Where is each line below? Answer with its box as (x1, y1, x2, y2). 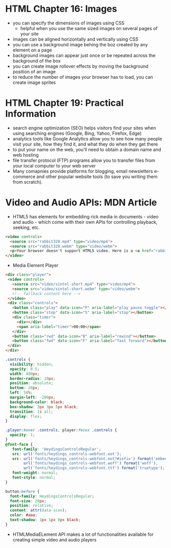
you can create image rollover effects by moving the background (12, 63, 149, 69)
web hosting (12, 152, 39, 158)
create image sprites (12, 79, 56, 85)
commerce (12, 174, 36, 180)
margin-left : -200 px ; (10, 395, 56, 400)
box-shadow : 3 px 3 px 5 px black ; (10, 404, 79, 410)
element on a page (12, 47, 52, 53)
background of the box (12, 57, 61, 64)
